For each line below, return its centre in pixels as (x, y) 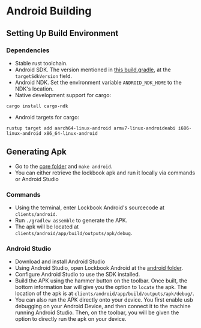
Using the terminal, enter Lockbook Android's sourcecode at (90, 207)
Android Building (49, 11)
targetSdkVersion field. (43, 76)
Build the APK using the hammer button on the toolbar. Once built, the (101, 281)
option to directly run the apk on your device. (70, 319)
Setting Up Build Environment (62, 33)
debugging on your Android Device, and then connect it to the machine (103, 306)
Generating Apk (37, 152)
